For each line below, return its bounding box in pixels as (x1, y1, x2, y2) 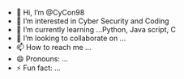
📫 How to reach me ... (15, 43, 92, 52)
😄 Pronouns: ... (15, 54, 69, 64)
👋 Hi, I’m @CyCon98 (15, 8, 85, 17)
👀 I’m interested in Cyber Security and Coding (15, 16, 169, 26)
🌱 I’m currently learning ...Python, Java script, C (15, 25, 177, 34)
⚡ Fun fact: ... (15, 63, 61, 73)
